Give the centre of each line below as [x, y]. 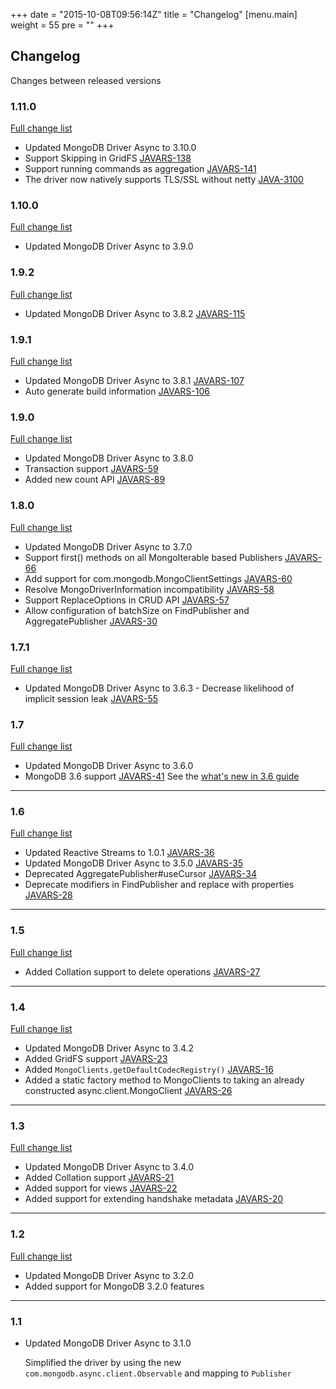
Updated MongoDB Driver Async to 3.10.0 [110, 148]
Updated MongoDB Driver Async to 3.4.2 [109, 1048]
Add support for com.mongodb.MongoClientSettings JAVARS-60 [158, 578]
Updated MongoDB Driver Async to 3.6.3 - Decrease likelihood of [159, 688]
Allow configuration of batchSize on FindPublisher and [137, 610]
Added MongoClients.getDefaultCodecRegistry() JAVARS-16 [149, 1070]
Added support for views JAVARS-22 [101, 1188]
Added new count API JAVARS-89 [95, 480]
